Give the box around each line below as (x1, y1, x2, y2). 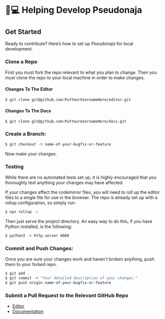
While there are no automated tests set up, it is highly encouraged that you (5, 174, 157, 180)
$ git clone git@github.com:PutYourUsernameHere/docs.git (5, 119, 127, 124)
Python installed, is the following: (5, 223, 72, 229)
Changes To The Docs (5, 107, 51, 113)
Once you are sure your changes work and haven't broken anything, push (5, 256, 155, 262)
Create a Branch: (5, 130, 46, 137)
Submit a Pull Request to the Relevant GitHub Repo (5, 292, 129, 299)
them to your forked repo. (5, 261, 58, 267)
